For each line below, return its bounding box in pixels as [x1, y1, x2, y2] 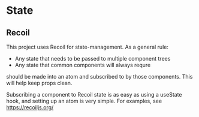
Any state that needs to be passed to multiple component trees [14, 55, 171, 62]
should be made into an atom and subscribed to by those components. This [6, 73, 193, 80]
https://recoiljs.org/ [6, 104, 54, 111]
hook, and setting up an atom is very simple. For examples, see [6, 97, 162, 104]
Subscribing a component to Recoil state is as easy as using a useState [6, 91, 182, 98]
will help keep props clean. [6, 79, 73, 86]
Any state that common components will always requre [14, 61, 151, 68]
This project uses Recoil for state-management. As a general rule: [6, 43, 169, 50]
